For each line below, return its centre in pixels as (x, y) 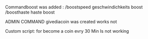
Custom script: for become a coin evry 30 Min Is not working (67, 31)
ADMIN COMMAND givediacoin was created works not (61, 22)
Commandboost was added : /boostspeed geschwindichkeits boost (74, 7)
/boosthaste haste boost (30, 12)
